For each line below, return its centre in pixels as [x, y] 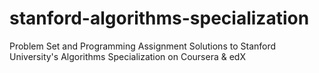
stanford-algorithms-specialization [159, 18]
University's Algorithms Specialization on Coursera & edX [127, 56]
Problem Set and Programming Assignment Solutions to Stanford [143, 46]
